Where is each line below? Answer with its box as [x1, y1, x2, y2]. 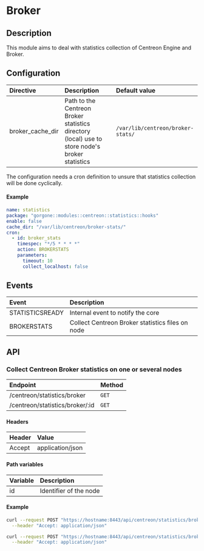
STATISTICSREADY [9, 309, 64, 317]
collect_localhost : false [22, 263, 88, 270]
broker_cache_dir [9, 127, 59, 135]
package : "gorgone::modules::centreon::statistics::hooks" [6, 212, 159, 219]
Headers [6, 418, 29, 425]
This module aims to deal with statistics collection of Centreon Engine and [6, 44, 192, 51]
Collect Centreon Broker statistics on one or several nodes [6, 365, 182, 373]
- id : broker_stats [12, 235, 61, 241]
